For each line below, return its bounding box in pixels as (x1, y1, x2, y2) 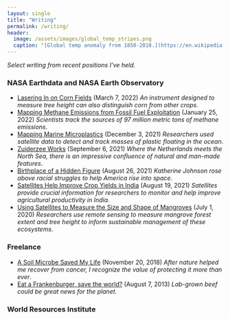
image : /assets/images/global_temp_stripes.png (13, 36, 152, 43)
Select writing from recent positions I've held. (7, 61, 136, 69)
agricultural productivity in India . (16, 196, 110, 204)
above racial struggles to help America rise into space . (16, 174, 173, 182)
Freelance (7, 242, 41, 252)
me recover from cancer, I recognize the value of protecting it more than (16, 265, 222, 274)
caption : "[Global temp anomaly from (13, 42, 122, 49)
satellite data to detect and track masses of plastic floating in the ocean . (16, 137, 224, 146)
